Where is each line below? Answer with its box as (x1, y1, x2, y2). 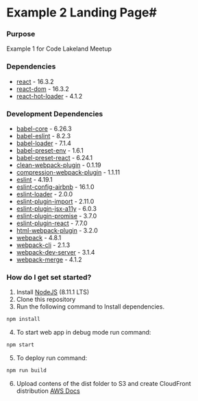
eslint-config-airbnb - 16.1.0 (16, 183, 95, 191)
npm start (6, 341, 35, 348)
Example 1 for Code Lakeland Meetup (6, 44, 112, 53)
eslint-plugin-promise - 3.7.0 (16, 212, 97, 220)
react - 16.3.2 (16, 77, 54, 86)
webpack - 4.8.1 (16, 234, 62, 242)
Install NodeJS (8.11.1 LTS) (16, 288, 90, 296)
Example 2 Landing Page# (6, 5, 157, 21)
